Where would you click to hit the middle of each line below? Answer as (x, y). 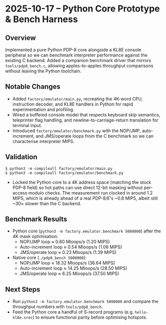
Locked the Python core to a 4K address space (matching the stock (82, 182)
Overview (21, 38)
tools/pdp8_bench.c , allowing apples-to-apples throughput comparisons (79, 66)
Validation (21, 157)
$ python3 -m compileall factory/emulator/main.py (59, 168)
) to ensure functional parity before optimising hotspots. (90, 317)
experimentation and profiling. (43, 109)
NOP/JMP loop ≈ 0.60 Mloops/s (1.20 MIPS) (65, 242)
